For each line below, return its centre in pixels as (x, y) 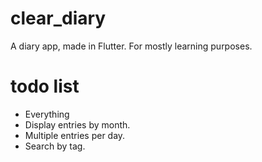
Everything (47, 114)
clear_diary (58, 18)
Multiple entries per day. (75, 135)
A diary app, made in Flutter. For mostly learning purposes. (131, 46)
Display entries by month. (77, 124)
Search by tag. (55, 146)
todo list (45, 86)
